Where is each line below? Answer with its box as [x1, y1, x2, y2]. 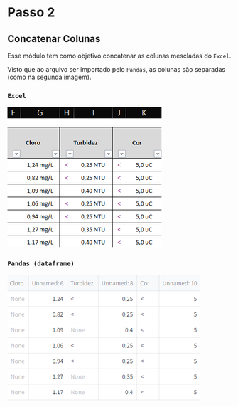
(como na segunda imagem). [7, 73, 92, 81]
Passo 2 [7, 4, 55, 21]
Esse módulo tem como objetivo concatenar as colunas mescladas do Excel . [7, 51, 232, 60]
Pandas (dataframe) [7, 260, 75, 268]
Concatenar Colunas [7, 33, 101, 45]
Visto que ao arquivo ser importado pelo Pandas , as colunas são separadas [7, 65, 226, 73]
